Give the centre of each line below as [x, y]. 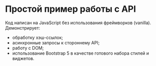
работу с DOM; [28, 48]
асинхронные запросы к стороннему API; [56, 42]
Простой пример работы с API [71, 9]
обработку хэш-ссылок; [37, 37]
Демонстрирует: [23, 28]
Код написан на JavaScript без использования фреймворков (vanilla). [78, 23]
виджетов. [23, 58]
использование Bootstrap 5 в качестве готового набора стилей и [80, 53]
